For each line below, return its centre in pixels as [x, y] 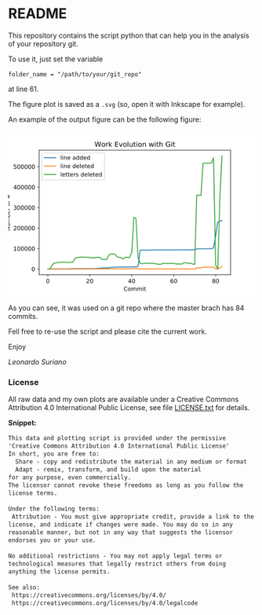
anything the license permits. [59, 572]
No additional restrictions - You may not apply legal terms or [115, 556]
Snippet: [22, 423]
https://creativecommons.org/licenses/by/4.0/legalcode [105, 603]
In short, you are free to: [54, 454]
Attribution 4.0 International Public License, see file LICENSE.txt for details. [129, 408]
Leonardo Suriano [37, 361]
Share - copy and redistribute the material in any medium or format [131, 462]
